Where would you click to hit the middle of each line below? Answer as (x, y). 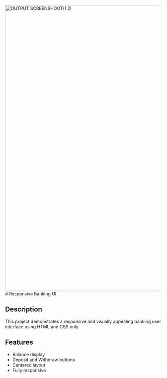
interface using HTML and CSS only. (42, 327)
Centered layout (29, 365)
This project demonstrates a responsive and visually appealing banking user (83, 321)
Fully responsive (29, 370)
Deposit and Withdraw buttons (44, 360)
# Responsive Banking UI (31, 294)
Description (24, 310)
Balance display (29, 354)
